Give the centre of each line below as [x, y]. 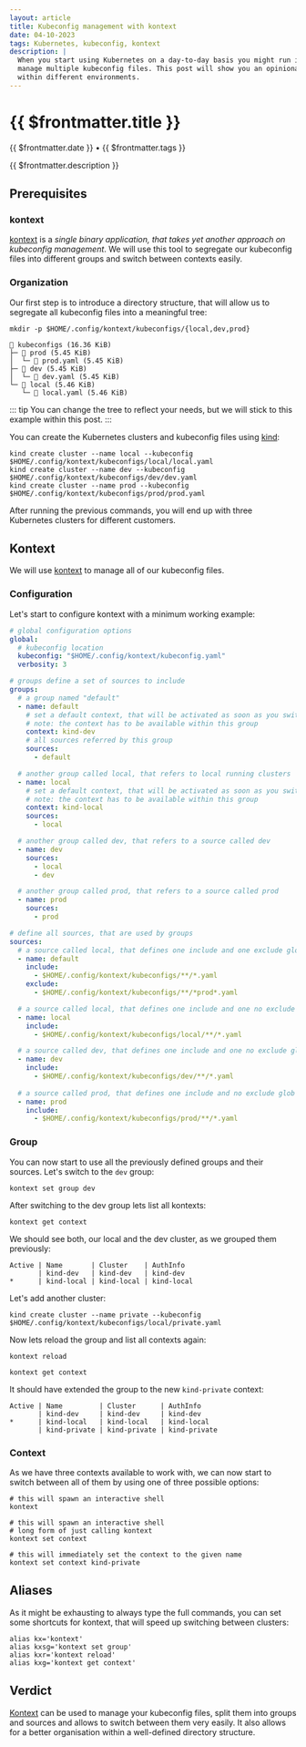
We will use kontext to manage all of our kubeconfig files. [117, 570]
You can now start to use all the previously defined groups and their [137, 1162]
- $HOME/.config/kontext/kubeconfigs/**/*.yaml [126, 976]
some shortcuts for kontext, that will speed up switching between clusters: [149, 1622]
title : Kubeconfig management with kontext [93, 26]
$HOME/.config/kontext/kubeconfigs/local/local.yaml [112, 461]
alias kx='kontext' [46, 1639]
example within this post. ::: [61, 419]
